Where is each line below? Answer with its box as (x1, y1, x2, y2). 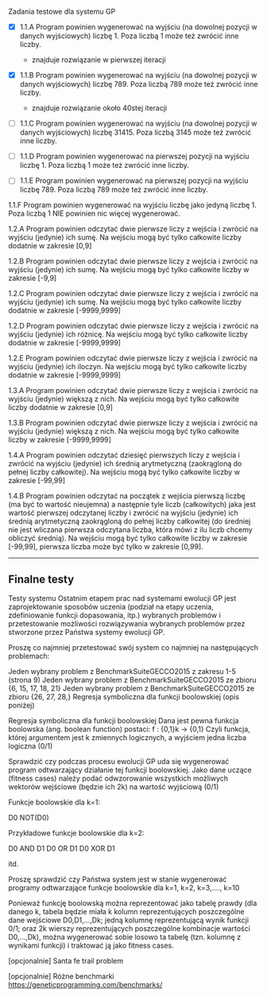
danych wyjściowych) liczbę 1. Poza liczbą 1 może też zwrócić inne (19, 31, 239, 41)
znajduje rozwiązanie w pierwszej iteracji (31, 55, 166, 64)
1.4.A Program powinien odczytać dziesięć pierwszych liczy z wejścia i (8, 450, 240, 460)
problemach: (8, 652, 50, 661)
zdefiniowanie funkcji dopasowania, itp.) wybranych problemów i (8, 610, 221, 620)
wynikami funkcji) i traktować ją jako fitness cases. (8, 941, 175, 950)
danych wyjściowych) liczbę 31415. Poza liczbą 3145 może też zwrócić (19, 127, 252, 138)
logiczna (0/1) (8, 742, 53, 751)
